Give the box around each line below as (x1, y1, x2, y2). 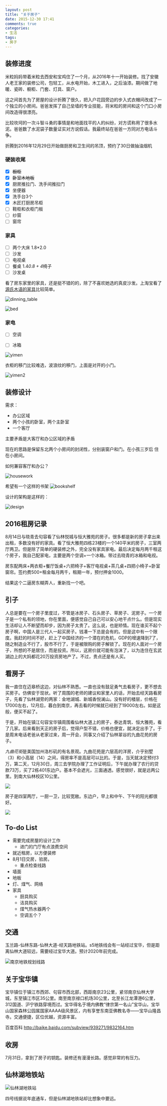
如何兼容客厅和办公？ (5, 463, 49, 469)
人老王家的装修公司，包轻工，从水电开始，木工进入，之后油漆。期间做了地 (5, 80, 158, 86)
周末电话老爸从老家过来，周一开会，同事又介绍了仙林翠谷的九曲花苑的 (9, 732, 153, 737)
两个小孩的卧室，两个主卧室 (12, 419, 70, 425)
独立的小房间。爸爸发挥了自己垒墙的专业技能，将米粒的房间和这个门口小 (9, 103, 158, 109)
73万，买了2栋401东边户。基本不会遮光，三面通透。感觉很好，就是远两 (9, 767, 156, 773)
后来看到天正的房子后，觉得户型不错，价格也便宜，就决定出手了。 (22, 725, 158, 731)
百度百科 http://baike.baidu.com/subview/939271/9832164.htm (5, 1024, 134, 1031)
